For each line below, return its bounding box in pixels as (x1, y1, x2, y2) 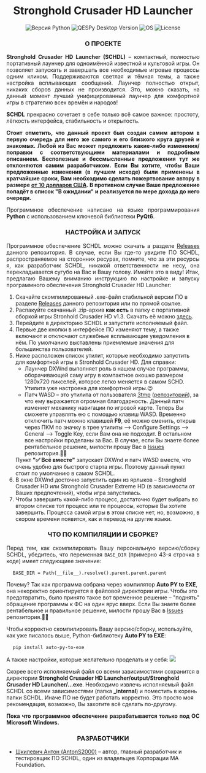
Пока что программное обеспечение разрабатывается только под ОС (6, 712, 200, 720)
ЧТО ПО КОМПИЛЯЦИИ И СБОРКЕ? (47, 530, 159, 539)
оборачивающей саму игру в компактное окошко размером (24, 371, 183, 379)
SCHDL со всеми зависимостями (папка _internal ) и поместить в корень (6, 687, 197, 694)
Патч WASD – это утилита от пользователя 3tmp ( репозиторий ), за (24, 391, 199, 398)
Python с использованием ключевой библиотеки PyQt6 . (6, 213, 155, 220)
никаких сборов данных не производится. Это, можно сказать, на (6, 86, 200, 93)
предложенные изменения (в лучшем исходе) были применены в (6, 168, 200, 175)
